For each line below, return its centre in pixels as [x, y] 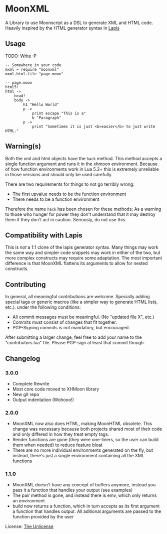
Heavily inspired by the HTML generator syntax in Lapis [62, 28]
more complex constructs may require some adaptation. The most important [84, 258]
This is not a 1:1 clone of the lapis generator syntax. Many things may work [82, 247]
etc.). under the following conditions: [43, 307]
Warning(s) [23, 146]
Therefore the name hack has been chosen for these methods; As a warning [83, 209]
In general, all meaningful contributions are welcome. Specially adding [77, 297]
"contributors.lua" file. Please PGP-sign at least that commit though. [75, 343]
